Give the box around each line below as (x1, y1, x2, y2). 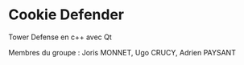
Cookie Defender (8, 6, 125, 24)
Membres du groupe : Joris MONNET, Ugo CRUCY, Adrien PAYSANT (8, 47, 236, 57)
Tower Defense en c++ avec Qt (8, 32, 113, 42)
